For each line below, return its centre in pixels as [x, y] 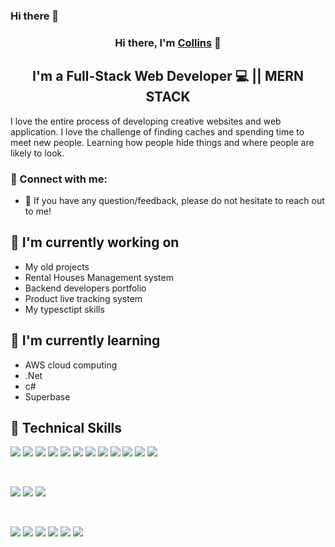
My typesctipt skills [64, 309]
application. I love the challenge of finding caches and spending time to [157, 131]
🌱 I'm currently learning [85, 340]
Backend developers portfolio [85, 288]
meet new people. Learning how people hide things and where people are [162, 142]
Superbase [47, 396]
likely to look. [37, 153]
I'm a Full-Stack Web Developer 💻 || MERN [168, 76]
